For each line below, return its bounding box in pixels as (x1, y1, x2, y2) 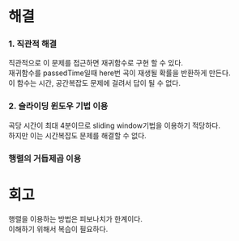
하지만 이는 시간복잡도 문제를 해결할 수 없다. (8, 130, 147, 140)
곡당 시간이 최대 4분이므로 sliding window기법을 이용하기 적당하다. (8, 120, 221, 130)
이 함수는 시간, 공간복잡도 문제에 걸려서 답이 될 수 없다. (8, 78, 181, 88)
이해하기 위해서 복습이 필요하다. (8, 224, 109, 234)
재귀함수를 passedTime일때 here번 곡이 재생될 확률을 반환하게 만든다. (8, 68, 231, 78)
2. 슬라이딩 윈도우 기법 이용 (8, 100, 109, 112)
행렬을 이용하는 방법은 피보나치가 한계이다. (8, 214, 143, 223)
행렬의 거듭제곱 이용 (8, 153, 82, 164)
